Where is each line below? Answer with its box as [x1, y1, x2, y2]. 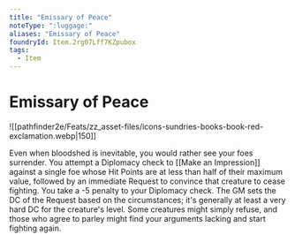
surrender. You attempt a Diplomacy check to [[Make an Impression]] [9, 156, 261, 168]
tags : [9, 46, 29, 55]
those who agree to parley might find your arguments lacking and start [9, 213, 267, 223]
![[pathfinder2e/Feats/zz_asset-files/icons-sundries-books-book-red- [9, 121, 264, 132]
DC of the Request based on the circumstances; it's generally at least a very [9, 194, 286, 205]
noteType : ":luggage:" [9, 21, 93, 30]
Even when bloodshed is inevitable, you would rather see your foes [9, 147, 253, 158]
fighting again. [9, 223, 62, 233]
